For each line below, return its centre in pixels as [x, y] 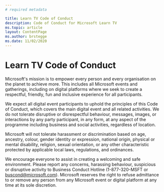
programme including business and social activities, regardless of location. [81, 125]
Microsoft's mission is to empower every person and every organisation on [81, 79]
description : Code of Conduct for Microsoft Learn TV [61, 23]
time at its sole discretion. [31, 185]
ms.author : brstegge [26, 37]
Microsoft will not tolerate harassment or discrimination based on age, [76, 134]
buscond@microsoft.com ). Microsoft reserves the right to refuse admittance [82, 174]
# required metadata [26, 10]
